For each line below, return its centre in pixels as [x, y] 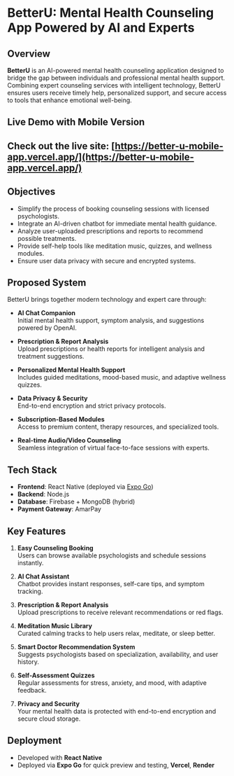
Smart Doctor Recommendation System [76, 647]
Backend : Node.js [43, 494]
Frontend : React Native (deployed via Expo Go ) [85, 487]
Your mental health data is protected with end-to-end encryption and [117, 712]
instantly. [30, 563]
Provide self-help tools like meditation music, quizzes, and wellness [115, 246]
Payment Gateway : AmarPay [59, 509]
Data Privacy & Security [53, 399]
